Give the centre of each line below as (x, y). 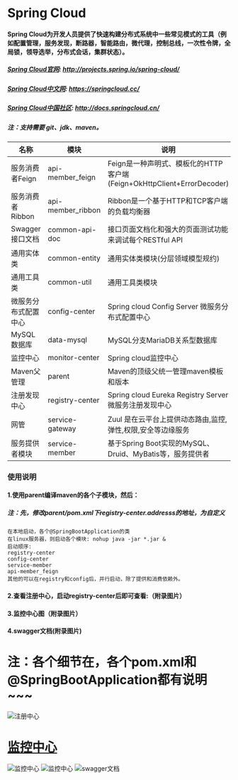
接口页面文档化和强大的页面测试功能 (168, 229)
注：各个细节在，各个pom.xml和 (102, 662)
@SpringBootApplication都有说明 (107, 680)
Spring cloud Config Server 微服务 (164, 306)
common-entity (74, 258)
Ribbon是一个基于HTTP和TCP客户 (164, 200)
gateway (62, 428)
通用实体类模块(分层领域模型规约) (163, 259)
